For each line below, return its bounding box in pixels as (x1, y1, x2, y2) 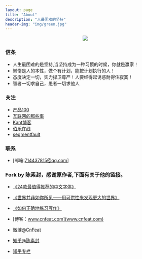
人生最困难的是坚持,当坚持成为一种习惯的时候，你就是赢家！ (12, 61, 138, 67)
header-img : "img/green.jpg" (5, 21, 67, 27)
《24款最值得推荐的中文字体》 (12, 183, 77, 190)
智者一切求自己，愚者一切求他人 (12, 80, 80, 86)
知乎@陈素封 (12, 238, 40, 244)
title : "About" (5, 12, 38, 17)
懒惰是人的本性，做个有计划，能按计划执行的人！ (12, 67, 115, 73)
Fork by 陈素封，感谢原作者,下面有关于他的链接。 (5, 171, 126, 178)
